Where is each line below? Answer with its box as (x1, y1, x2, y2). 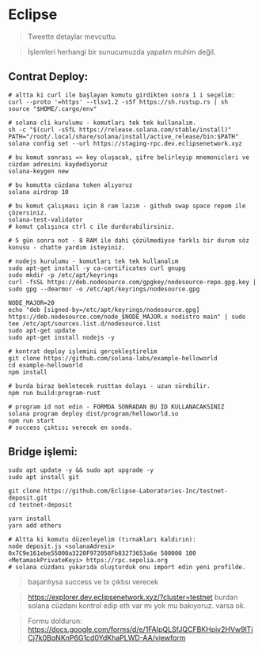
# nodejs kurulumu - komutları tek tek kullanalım (8, 257, 179, 265)
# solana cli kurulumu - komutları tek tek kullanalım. (8, 119, 196, 127)
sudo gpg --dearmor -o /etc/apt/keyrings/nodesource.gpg (8, 285, 200, 293)
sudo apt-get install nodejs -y (8, 333, 115, 341)
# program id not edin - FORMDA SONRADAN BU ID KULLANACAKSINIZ (8, 402, 225, 411)
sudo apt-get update (8, 326, 77, 334)
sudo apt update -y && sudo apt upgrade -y (8, 466, 154, 474)
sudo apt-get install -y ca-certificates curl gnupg (8, 264, 186, 272)
